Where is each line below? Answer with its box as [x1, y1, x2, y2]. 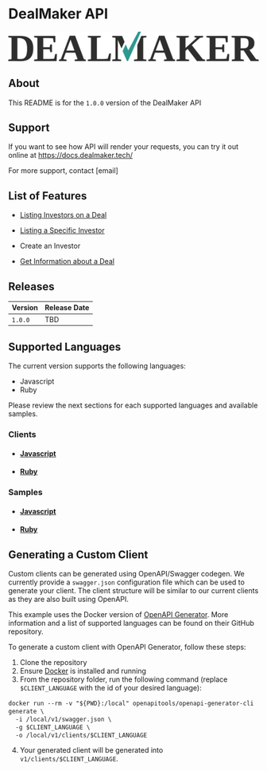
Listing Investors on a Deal [19, 210, 107, 220]
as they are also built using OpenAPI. [8, 595, 130, 604]
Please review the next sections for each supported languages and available [8, 400, 258, 410]
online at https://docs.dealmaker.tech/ [8, 151, 133, 160]
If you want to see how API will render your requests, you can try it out [8, 142, 239, 151]
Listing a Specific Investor [19, 226, 105, 235]
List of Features [8, 189, 87, 203]
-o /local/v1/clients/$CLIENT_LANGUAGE [15, 731, 148, 740]
